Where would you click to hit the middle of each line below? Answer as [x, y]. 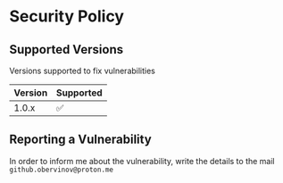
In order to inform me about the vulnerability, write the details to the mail [142, 161]
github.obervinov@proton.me [62, 170]
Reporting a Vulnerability [80, 140]
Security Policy [67, 17]
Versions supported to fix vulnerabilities [83, 71]
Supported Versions [66, 50]
